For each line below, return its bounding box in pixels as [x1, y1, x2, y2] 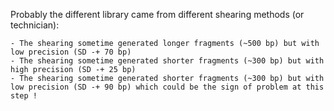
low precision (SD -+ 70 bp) [10, 47, 132, 57]
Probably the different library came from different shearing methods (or [10, 9, 305, 20]
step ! [10, 91, 38, 101]
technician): [10, 19, 60, 31]
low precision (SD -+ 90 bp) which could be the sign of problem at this [10, 82, 325, 92]
